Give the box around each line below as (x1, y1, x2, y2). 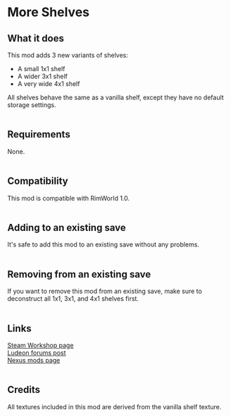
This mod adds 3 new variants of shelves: (7, 51, 129, 59)
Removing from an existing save (7, 268, 151, 280)
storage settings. (7, 101, 56, 109)
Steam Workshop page (7, 341, 74, 349)
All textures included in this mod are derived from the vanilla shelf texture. (7, 402, 222, 411)
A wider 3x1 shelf (17, 72, 68, 80)
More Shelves (7, 4, 90, 20)
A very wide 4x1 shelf (17, 80, 80, 88)
